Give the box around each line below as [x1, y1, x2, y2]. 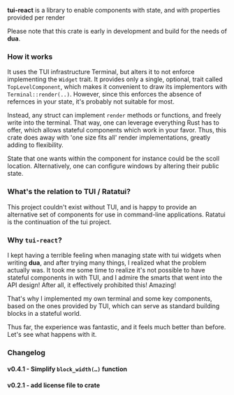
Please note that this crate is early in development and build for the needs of [7, 27, 227, 35]
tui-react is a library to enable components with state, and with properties [7, 6, 221, 14]
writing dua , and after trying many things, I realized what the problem [7, 258, 207, 267]
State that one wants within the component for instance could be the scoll [7, 154, 220, 163]
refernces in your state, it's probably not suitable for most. [7, 97, 175, 106]
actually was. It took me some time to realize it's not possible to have [7, 265, 205, 274]
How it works [7, 52, 53, 62]
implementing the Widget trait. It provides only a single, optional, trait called [7, 75, 224, 83]
